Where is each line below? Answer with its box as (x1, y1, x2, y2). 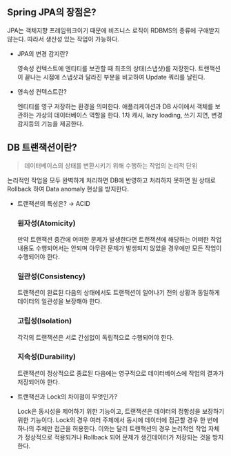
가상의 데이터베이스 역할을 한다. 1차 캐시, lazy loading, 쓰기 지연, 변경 (35, 111, 223, 119)
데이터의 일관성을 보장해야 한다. (17, 297, 102, 305)
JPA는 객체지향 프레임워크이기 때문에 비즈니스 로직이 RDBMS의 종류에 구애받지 (7, 26, 221, 35)
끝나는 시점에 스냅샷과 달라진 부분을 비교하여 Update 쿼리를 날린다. (24, 73, 205, 81)
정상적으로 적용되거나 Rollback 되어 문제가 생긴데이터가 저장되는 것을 (24, 433, 212, 441)
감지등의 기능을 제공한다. (17, 120, 84, 128)
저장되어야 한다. (17, 377, 60, 386)
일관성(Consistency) (17, 272, 86, 281)
